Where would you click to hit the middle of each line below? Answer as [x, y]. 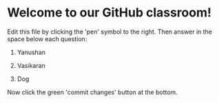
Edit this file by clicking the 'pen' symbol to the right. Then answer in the [109, 32]
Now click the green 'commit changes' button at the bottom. [92, 92]
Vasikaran [31, 65]
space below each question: [47, 38]
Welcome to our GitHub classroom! [109, 13]
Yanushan [31, 52]
